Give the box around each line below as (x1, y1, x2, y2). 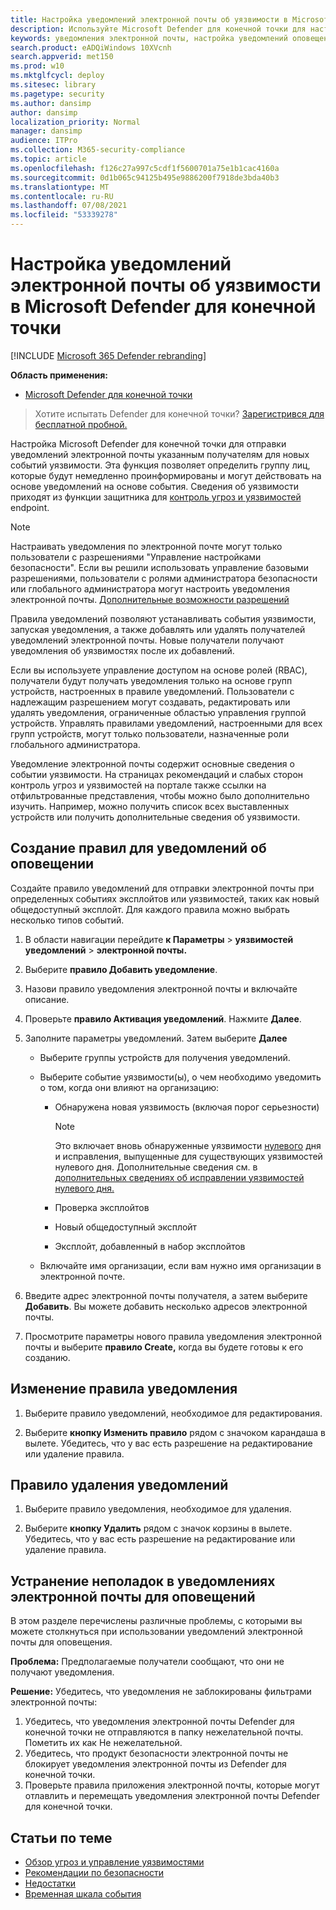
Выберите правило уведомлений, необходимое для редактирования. (24, 1407, 323, 1419)
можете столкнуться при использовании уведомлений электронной (10, 1626, 303, 1638)
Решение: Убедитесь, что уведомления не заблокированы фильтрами (10, 1686, 312, 1698)
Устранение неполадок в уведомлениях (10, 1572, 276, 1590)
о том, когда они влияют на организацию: (39, 1081, 220, 1093)
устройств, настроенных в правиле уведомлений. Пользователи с (10, 685, 295, 697)
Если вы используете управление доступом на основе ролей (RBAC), (10, 664, 308, 676)
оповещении (10, 856, 95, 873)
